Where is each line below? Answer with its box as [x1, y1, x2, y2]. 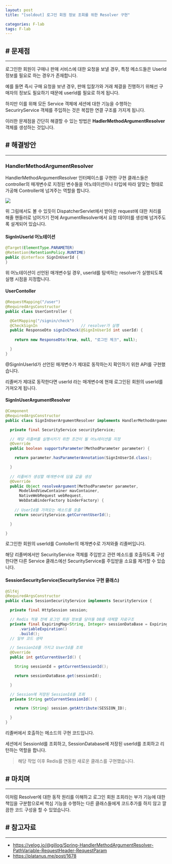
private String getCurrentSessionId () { [10, 696, 97, 702]
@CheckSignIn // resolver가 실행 [10, 323, 119, 328]
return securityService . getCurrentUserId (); [14, 512, 111, 517]
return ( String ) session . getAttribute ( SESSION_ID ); [14, 706, 127, 711]
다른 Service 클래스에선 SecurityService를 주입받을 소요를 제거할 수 [18, 558, 156, 564]
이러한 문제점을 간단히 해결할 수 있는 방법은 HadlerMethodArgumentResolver [5, 118, 165, 124]
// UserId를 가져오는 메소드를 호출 [14, 507, 81, 513]
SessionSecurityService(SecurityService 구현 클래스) [5, 577, 120, 583]
